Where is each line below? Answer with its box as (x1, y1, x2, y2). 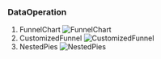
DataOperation (7, 6, 67, 18)
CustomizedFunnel (19, 33, 83, 43)
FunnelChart (19, 25, 61, 35)
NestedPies (19, 42, 58, 52)
